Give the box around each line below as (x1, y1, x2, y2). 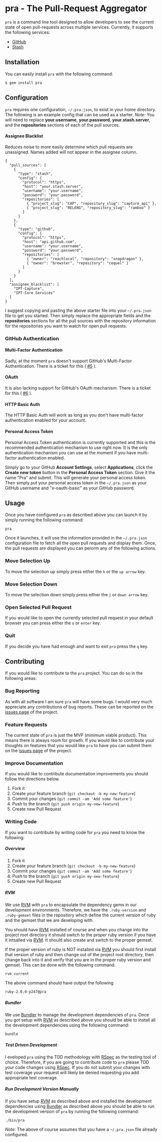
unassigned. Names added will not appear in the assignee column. (5, 149, 138, 155)
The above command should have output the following (5, 980, 114, 986)
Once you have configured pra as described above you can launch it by (5, 512, 147, 518)
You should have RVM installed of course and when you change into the (5, 927, 148, 933)
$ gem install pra (5, 80, 42, 85)
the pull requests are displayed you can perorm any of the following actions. (5, 545, 157, 551)
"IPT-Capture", (14, 286, 44, 291)
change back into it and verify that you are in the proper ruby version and (5, 957, 151, 963)
